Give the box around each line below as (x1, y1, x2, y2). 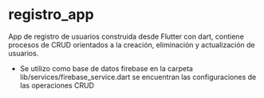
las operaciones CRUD (19, 81, 94, 90)
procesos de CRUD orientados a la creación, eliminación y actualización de (8, 40, 255, 49)
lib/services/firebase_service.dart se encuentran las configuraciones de (19, 72, 257, 81)
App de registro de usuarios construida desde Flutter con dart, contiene (8, 32, 245, 41)
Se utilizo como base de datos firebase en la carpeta (19, 63, 194, 73)
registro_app (8, 6, 94, 24)
